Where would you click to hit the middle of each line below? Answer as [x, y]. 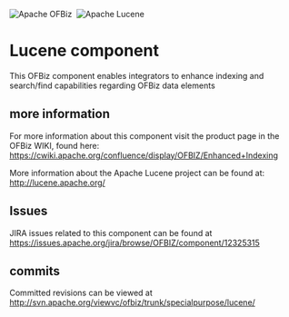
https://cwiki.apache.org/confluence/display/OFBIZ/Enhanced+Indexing [144, 155]
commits [35, 271]
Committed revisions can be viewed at [81, 293]
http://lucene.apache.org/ [58, 183]
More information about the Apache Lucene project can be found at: [137, 173]
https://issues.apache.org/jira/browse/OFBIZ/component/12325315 [135, 243]
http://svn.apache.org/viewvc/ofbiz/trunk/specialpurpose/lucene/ [133, 302]
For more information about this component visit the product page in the [144, 135]
